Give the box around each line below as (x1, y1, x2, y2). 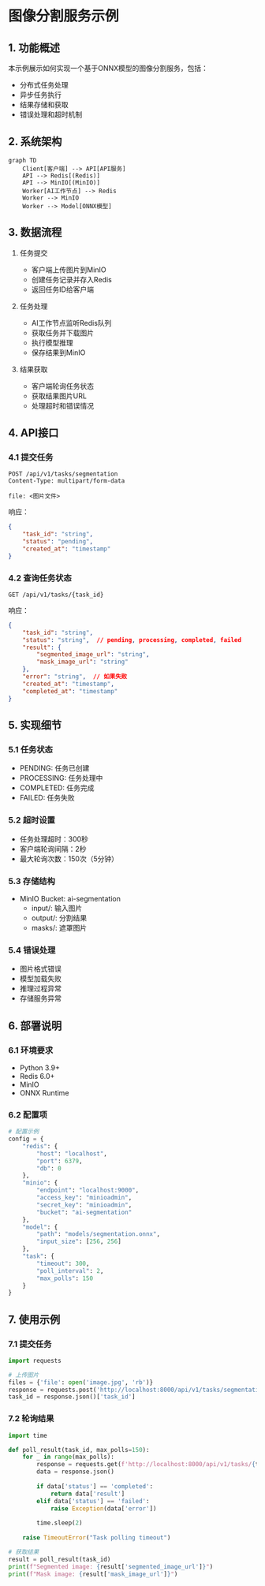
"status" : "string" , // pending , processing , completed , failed (22, 636, 242, 644)
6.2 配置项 (8, 1109, 47, 1120)
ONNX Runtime (19, 1088, 69, 1097)
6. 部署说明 (8, 1019, 62, 1032)
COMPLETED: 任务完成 (19, 783, 95, 793)
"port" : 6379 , (36, 1157, 83, 1165)
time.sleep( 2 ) (36, 1519, 83, 1527)
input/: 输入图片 (31, 903, 83, 912)
